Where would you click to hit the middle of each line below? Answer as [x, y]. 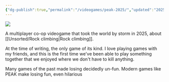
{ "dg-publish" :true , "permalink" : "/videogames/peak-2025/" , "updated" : [80, 10]
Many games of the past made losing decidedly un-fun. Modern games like [83, 68]
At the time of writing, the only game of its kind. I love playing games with [81, 48]
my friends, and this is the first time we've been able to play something [78, 53]
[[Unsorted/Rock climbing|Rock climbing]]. [50, 38]
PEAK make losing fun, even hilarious [44, 74]
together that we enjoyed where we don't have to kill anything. [70, 59]
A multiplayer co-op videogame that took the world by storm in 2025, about [83, 33]
